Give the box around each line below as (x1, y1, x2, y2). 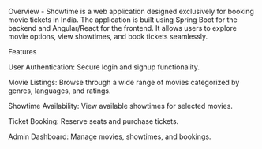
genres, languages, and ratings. (8, 86, 111, 95)
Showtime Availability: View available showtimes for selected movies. (8, 102, 233, 110)
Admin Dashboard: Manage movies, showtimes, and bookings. (8, 132, 211, 141)
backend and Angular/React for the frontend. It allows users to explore (8, 24, 237, 32)
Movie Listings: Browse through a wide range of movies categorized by (8, 78, 240, 87)
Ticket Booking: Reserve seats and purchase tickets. (8, 117, 179, 125)
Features (8, 47, 37, 56)
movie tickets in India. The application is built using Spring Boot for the (8, 15, 238, 24)
